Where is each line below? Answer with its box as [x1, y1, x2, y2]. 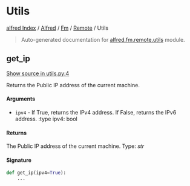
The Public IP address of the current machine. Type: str [6, 142, 144, 150]
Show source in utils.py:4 [6, 70, 70, 77]
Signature [6, 156, 32, 164]
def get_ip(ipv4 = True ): [6, 170, 67, 176]
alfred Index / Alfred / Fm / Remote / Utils [6, 24, 109, 32]
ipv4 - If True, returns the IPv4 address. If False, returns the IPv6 [15, 108, 177, 116]
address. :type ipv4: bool [15, 115, 77, 122]
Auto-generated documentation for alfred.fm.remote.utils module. [21, 36, 186, 43]
